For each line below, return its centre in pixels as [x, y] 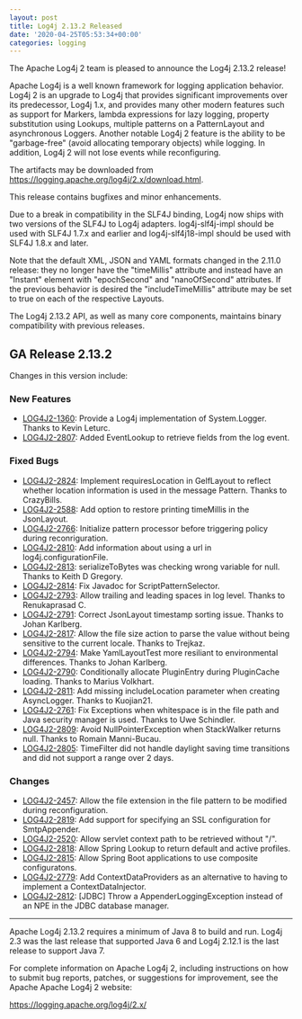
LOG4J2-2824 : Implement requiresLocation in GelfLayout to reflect [147, 480]
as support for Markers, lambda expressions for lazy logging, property [139, 114]
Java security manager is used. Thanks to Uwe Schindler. [129, 720]
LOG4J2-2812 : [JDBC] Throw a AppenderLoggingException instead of [152, 896]
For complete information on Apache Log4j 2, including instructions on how [149, 968]
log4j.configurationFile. [65, 557]
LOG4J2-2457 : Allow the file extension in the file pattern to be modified [155, 800]
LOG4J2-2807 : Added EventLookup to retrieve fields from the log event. [156, 438]
